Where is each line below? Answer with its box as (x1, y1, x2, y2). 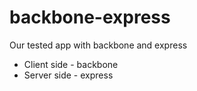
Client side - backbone (23, 58, 119, 70)
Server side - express (23, 69, 114, 81)
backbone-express (9, 6, 171, 29)
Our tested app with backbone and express (9, 39, 188, 51)
